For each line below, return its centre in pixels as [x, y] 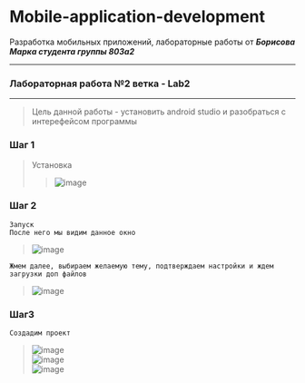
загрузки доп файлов [49, 274]
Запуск [22, 224]
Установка [52, 164]
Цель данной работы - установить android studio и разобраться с [159, 112]
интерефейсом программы [84, 122]
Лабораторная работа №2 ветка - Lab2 [100, 83]
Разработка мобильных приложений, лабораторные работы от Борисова [152, 42]
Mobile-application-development [138, 17]
